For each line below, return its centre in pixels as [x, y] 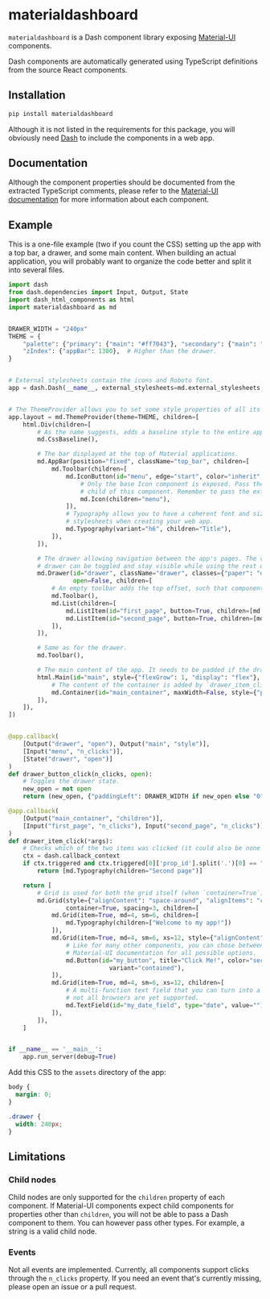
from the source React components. [68, 69]
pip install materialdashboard [61, 114]
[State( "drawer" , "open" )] [68, 759]
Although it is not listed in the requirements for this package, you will [122, 129]
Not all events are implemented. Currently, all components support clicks [129, 1270]
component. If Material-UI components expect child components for [121, 1206]
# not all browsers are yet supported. [132, 998]
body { [19, 1087]
